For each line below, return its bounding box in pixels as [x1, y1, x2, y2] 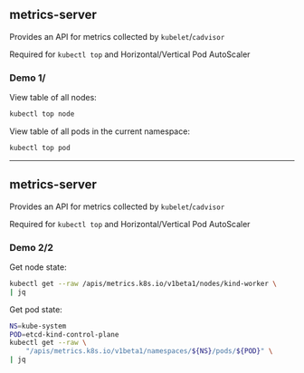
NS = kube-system [9, 321, 67, 330]
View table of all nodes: [9, 92, 97, 103]
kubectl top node [9, 110, 75, 119]
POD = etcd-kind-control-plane [9, 330, 119, 339]
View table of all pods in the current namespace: [9, 126, 190, 137]
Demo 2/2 [9, 241, 54, 253]
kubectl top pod [9, 143, 71, 152]
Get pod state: [9, 303, 63, 315]
